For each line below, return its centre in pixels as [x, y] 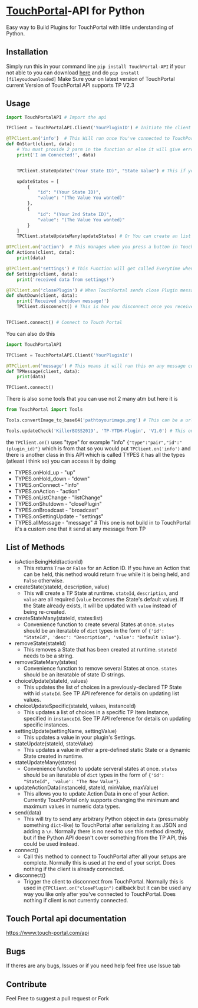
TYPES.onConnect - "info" [47, 485]
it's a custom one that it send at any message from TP [80, 529]
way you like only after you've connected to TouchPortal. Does [99, 894]
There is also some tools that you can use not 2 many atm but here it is [92, 399]
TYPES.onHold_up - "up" [45, 472]
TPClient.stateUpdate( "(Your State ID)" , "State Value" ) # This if [101, 171]
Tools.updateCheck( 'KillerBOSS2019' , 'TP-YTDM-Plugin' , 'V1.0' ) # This [96, 431]
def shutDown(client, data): [42, 296]
